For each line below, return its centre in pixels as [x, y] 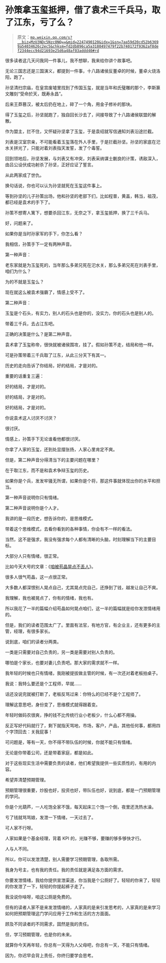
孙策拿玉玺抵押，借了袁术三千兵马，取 [83, 10]
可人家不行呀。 [20, 828]
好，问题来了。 [20, 223]
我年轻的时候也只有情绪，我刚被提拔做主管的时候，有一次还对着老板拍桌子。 [83, 673]
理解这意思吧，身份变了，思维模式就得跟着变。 [52, 704]
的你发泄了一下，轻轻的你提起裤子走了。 [46, 886]
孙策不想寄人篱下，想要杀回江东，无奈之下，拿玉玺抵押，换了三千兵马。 [78, 213]
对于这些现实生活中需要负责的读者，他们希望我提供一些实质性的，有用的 [78, 763]
